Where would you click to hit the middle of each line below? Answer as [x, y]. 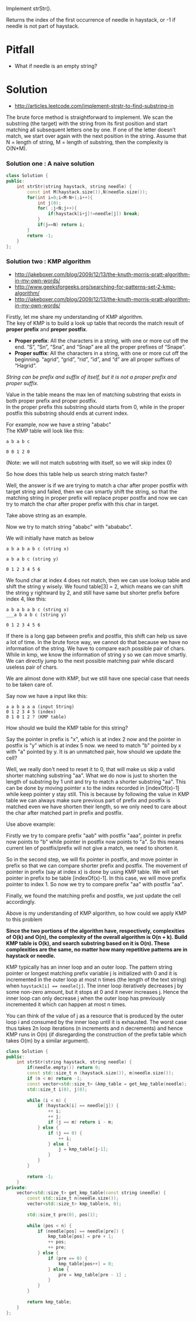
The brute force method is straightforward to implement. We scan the [90, 117]
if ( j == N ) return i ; [61, 225]
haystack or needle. [31, 955]
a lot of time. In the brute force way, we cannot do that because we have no [97, 642]
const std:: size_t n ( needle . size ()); [73, 1199]
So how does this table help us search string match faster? [77, 474]
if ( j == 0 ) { [65, 1133]
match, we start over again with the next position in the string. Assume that [97, 136]
